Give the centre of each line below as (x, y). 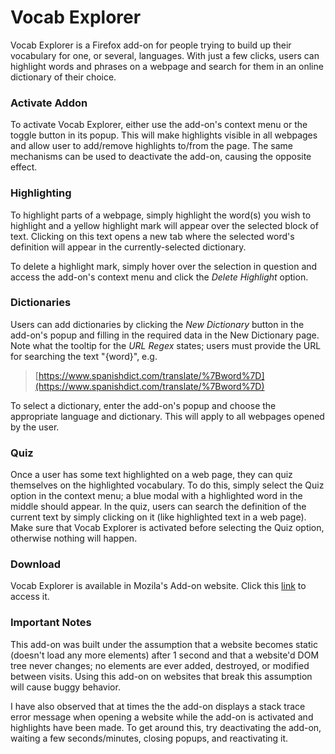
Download (36, 564)
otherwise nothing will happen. (74, 538)
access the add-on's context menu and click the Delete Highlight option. (159, 277)
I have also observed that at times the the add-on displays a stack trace (158, 706)
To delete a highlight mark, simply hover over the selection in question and (164, 266)
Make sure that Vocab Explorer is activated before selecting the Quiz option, (167, 528)
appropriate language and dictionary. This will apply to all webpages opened (167, 416)
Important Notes (51, 623)
